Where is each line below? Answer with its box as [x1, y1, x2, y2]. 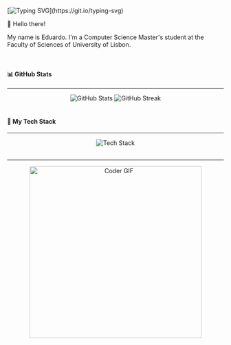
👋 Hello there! [7, 20, 46, 27]
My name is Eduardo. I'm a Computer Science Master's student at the [7, 33, 204, 41]
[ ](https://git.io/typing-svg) [7, 7, 124, 14]
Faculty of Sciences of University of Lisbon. [7, 41, 131, 48]
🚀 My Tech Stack [7, 117, 56, 125]
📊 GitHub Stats [7, 69, 52, 78]
